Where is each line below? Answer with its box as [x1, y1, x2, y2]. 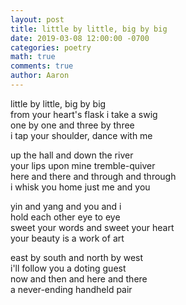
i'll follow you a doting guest [10, 262, 127, 274]
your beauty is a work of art [10, 232, 125, 244]
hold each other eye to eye [10, 211, 121, 223]
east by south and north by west [10, 251, 144, 263]
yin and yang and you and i [10, 200, 122, 212]
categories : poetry [10, 42, 92, 53]
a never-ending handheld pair [10, 283, 133, 295]
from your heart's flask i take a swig [10, 108, 158, 120]
